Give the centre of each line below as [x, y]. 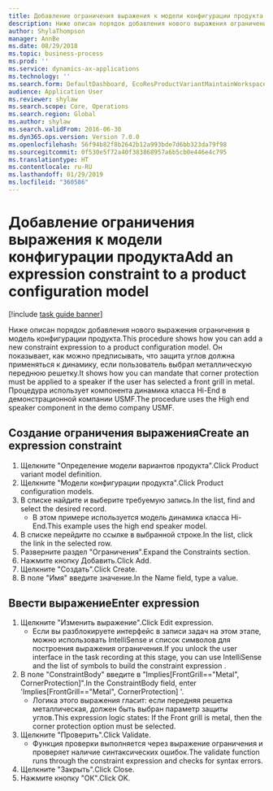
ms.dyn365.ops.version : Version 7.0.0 [74, 137]
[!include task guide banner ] [56, 314]
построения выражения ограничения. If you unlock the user [134, 649]
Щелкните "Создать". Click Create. [79, 569]
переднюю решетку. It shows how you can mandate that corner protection [134, 373]
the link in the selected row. [66, 543]
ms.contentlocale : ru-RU [50, 167]
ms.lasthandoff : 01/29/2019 [56, 175]
